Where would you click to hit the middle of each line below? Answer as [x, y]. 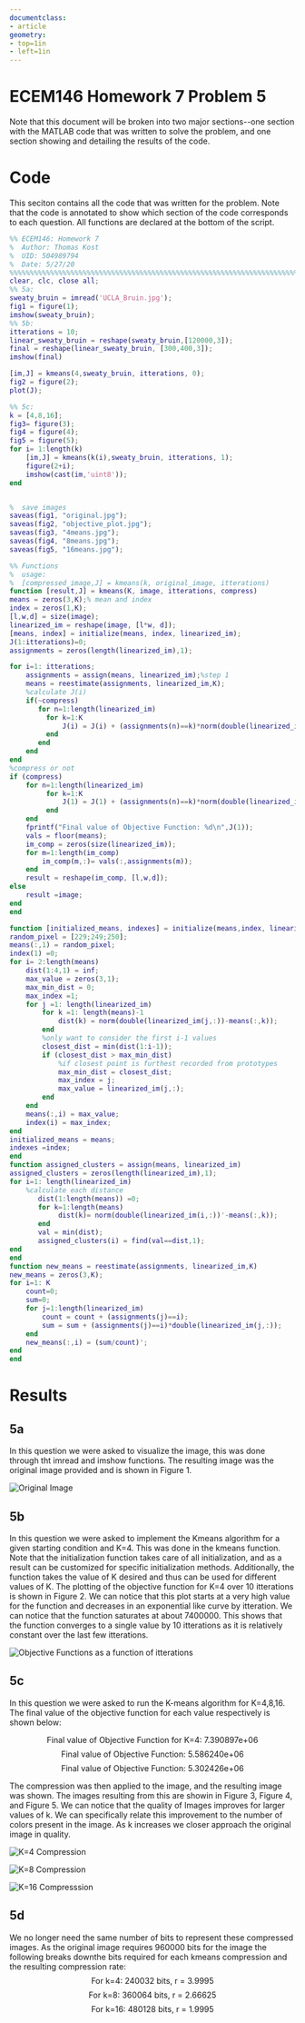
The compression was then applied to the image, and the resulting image [146, 1786]
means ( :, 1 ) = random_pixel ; [63, 945]
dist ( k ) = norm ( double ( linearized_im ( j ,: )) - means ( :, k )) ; [168, 1021]
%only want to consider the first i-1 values [130, 1038]
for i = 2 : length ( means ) [54, 962]
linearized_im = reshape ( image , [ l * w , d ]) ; [93, 625]
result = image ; [54, 895]
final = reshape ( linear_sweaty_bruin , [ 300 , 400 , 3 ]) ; [111, 349]
